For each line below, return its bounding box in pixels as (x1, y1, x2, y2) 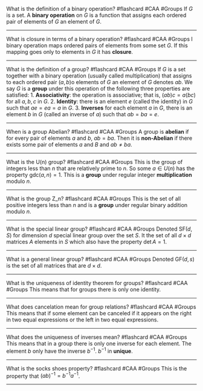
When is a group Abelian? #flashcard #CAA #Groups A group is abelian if (6, 128, 189, 135)
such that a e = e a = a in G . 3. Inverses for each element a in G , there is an (6, 104, 193, 111)
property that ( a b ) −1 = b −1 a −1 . (6, 371, 80, 379)
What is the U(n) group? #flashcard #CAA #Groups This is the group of (6, 159, 183, 165)
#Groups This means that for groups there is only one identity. (6, 286, 161, 293)
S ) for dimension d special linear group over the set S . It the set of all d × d (6, 232, 192, 238)
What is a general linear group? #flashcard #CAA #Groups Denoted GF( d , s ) (6, 255, 195, 263)
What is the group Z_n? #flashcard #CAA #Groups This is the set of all (6, 195, 181, 202)
